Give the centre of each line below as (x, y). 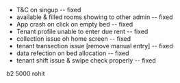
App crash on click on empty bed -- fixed (75, 24)
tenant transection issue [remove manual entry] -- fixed (95, 46)
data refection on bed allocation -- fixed (73, 53)
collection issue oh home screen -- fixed (74, 39)
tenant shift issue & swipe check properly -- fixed (86, 60)
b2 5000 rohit (26, 73)
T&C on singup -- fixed (49, 10)
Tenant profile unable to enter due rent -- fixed (82, 31)
